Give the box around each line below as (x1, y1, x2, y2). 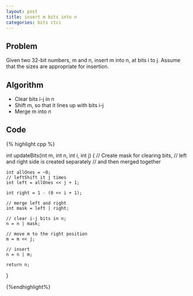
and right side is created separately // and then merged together (6, 158, 161, 165)
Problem (6, 41, 38, 51)
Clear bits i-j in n (14, 96, 54, 103)
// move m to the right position (6, 231, 88, 237)
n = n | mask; (6, 220, 41, 226)
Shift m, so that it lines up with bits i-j (14, 102, 104, 108)
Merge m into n (14, 108, 51, 115)
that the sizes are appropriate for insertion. (6, 63, 109, 70)
